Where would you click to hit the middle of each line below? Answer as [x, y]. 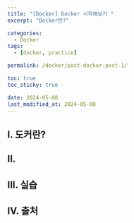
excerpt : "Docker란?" [38, 20]
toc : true [22, 78]
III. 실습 [22, 185]
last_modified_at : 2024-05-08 [52, 104]
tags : [15, 47]
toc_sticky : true [33, 85]
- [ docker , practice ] [45, 53]
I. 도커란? [26, 134]
